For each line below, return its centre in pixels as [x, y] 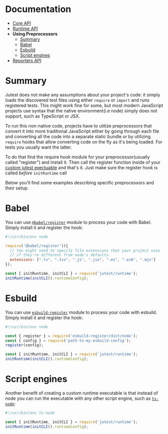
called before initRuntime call [36, 173]
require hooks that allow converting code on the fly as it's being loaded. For [84, 142]
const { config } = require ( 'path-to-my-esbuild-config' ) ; [68, 341]
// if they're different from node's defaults [59, 255]
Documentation [38, 9]
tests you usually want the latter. [39, 147]
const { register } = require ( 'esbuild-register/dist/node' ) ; [71, 336]
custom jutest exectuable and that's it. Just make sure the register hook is [81, 167]
